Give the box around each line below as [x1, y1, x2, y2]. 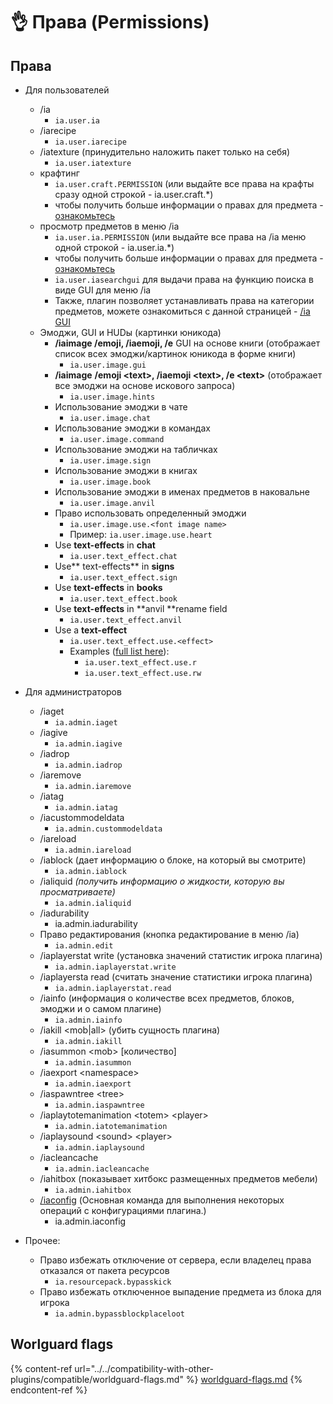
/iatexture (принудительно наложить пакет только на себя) [39, 146, 291, 158]
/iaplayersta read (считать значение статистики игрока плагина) [39, 971, 313, 983]
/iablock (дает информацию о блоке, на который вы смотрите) [39, 854, 307, 866]
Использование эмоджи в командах [54, 422, 211, 434]
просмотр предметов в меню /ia [39, 220, 180, 232]
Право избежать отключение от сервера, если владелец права [39, 1254, 312, 1266]
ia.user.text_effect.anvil [69, 615, 183, 625]
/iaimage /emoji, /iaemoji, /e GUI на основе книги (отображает [54, 337, 321, 349]
